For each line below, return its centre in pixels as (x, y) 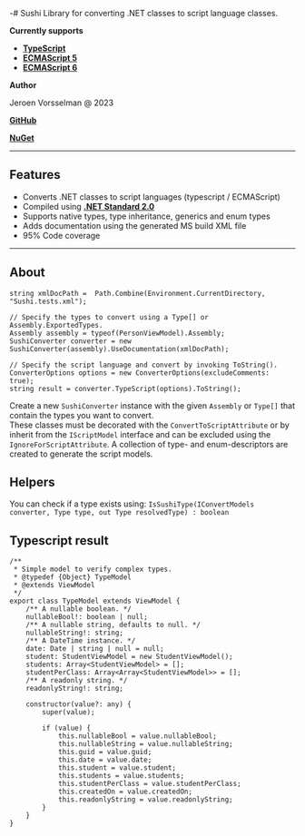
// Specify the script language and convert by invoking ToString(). (144, 365)
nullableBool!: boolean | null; (87, 617)
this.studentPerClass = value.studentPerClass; (150, 784)
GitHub (23, 120)
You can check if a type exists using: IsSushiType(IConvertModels (132, 504)
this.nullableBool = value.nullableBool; (138, 736)
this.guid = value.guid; (105, 752)
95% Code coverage (61, 235)
